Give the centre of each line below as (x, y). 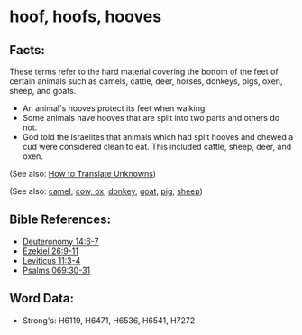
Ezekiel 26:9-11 (50, 251)
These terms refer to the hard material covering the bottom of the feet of (144, 71)
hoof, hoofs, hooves (86, 17)
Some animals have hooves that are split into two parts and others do (151, 118)
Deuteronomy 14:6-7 (60, 241)
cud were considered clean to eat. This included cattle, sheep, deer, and (157, 147)
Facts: (27, 50)
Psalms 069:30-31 (56, 270)
